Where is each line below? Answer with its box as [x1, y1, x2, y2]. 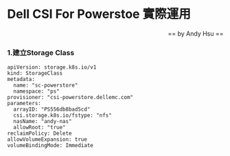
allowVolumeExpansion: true [7, 136, 88, 143]
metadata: [7, 76, 36, 83]
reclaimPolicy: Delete [7, 130, 72, 137]
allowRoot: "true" [13, 124, 67, 131]
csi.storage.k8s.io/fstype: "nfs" [13, 112, 112, 119]
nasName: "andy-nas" [13, 118, 72, 125]
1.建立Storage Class [7, 47, 75, 57]
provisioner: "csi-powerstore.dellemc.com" [7, 94, 134, 101]
